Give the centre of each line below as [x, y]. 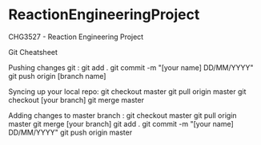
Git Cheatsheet [33, 52]
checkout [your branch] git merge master [76, 100]
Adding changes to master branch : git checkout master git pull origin [123, 115]
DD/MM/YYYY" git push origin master [70, 132]
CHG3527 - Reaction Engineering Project [76, 37]
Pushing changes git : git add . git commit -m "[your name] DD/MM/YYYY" [131, 67]
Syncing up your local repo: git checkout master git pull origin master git [127, 91]
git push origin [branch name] [57, 76]
